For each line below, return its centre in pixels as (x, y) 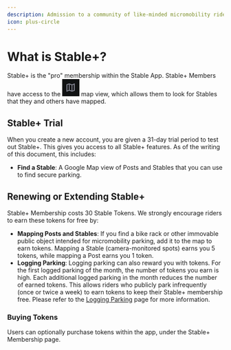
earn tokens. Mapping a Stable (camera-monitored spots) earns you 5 (116, 248)
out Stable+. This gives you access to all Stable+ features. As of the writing (114, 147)
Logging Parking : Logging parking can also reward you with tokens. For (119, 263)
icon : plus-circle (33, 22)
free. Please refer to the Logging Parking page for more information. (113, 300)
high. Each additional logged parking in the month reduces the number (117, 278)
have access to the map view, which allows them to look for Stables (112, 94)
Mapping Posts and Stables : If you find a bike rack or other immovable (118, 234)
